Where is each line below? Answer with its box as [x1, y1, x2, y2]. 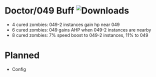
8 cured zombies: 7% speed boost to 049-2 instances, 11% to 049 [11, 32, 148, 38]
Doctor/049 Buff [4, 5, 74, 16]
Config [11, 66, 26, 72]
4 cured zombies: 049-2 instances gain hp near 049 [11, 21, 120, 27]
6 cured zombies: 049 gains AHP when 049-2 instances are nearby [11, 26, 151, 32]
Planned [4, 50, 40, 61]
